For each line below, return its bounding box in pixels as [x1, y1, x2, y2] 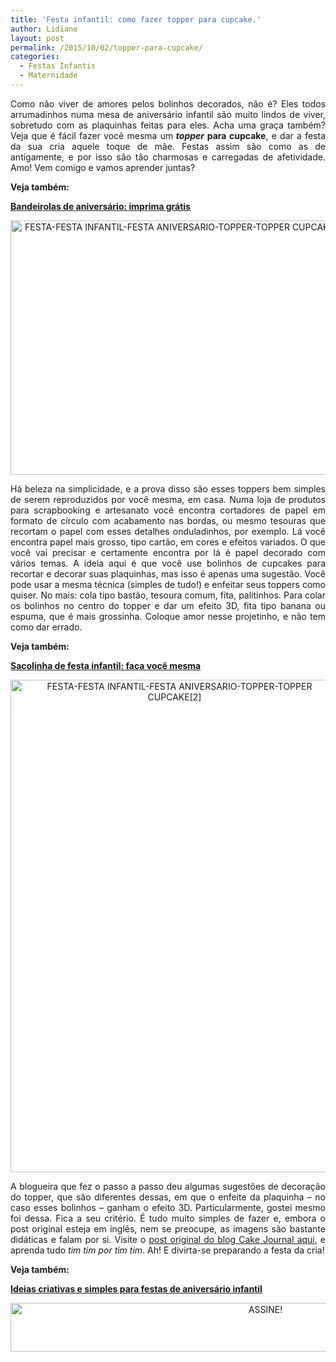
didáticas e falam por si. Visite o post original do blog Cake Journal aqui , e [10, 1233, 326, 1245]
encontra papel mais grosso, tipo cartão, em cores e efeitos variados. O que [10, 536, 326, 548]
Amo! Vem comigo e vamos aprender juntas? [10, 161, 196, 173]
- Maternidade [19, 71, 78, 81]
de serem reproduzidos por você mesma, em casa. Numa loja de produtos [10, 493, 326, 505]
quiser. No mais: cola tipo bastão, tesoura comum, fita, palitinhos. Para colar [10, 589, 326, 601]
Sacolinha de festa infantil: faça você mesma [10, 659, 202, 671]
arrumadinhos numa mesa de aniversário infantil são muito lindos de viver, [10, 108, 326, 120]
